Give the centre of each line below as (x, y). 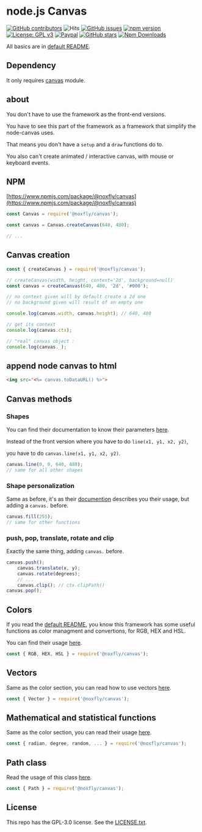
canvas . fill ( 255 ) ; (30, 517)
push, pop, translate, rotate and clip (60, 538)
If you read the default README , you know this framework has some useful (101, 625)
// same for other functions (43, 522)
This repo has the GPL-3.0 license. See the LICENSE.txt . (77, 822)
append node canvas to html (62, 366)
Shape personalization (41, 486)
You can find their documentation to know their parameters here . (88, 429)
